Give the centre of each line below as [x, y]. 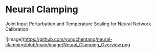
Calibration [17, 29]
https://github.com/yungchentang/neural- [68, 39]
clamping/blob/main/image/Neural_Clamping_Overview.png [68, 44]
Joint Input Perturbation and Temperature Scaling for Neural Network [78, 24]
